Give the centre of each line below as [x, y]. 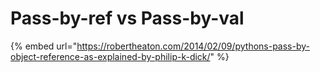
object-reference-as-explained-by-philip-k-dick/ [110, 56]
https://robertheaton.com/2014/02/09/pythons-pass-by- [193, 46]
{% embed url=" [44, 46]
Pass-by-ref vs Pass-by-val [127, 18]
